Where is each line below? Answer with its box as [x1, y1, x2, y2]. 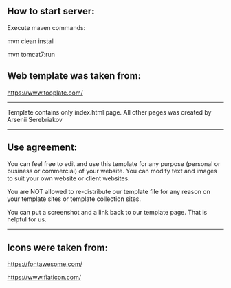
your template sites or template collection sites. [7, 195, 141, 203]
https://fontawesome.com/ [7, 260, 82, 268]
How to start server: [7, 5, 95, 17]
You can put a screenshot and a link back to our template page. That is [7, 208, 208, 217]
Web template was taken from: [7, 70, 142, 82]
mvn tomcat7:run [7, 50, 56, 58]
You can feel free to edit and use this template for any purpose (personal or [7, 160, 221, 168]
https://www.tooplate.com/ [7, 88, 84, 97]
